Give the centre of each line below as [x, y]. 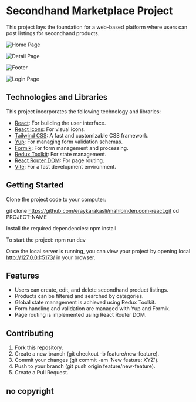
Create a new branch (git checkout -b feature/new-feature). [87, 354]
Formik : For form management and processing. [71, 148]
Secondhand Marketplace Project [89, 11]
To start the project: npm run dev [46, 240]
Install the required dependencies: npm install [61, 228]
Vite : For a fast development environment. [65, 166]
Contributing [30, 333]
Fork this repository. [39, 347]
